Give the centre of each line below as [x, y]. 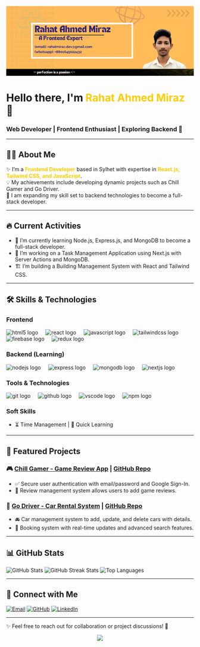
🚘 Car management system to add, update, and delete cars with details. [103, 519]
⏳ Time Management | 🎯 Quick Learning [64, 425]
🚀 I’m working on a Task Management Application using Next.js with [98, 253]
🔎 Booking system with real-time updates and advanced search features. [104, 528]
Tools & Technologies [38, 383]
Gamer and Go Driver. [33, 189]
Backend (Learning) [35, 354]
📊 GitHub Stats [35, 553]
